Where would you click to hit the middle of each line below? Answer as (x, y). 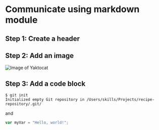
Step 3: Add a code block (45, 83)
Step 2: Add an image (40, 56)
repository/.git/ (23, 104)
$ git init (17, 95)
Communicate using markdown (72, 9)
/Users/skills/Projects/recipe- (121, 100)
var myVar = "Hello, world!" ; (37, 123)
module (21, 20)
